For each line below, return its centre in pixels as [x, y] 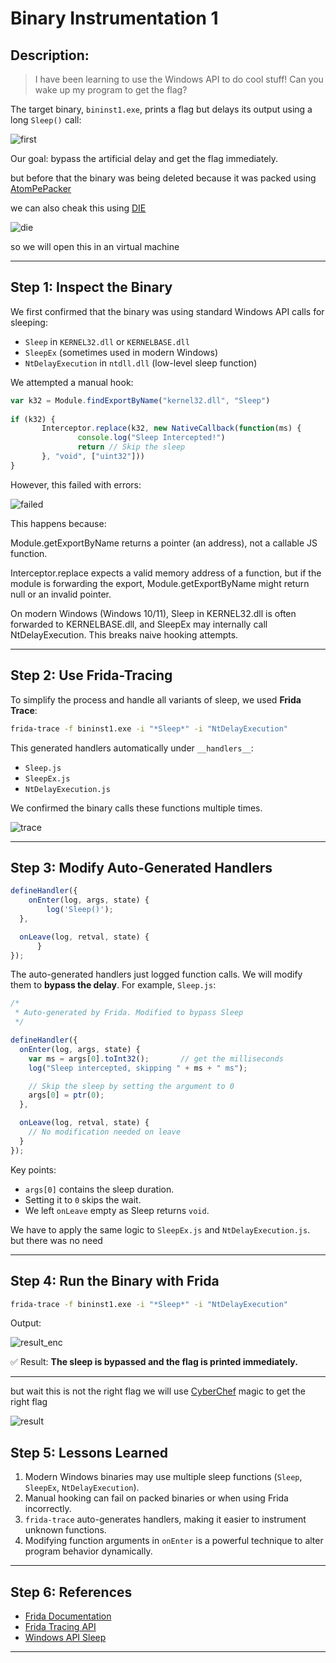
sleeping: [29, 322]
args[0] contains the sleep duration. [99, 1189]
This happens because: [58, 523]
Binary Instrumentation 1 [114, 18]
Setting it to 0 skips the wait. [83, 1199]
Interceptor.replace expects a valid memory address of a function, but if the [166, 573]
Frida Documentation [68, 1616]
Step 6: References [71, 1592]
